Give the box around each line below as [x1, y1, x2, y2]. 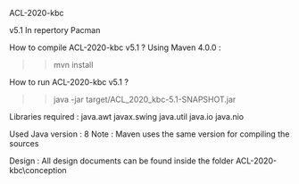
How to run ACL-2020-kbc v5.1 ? [9, 77, 129, 88]
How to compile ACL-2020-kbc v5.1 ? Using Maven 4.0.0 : [9, 42, 221, 53]
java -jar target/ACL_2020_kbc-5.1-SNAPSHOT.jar [53, 94, 237, 105]
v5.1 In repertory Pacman [9, 25, 101, 35]
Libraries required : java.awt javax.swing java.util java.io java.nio [9, 112, 244, 121]
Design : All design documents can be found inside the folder [9, 155, 234, 166]
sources [9, 138, 39, 148]
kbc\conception [9, 165, 67, 175]
